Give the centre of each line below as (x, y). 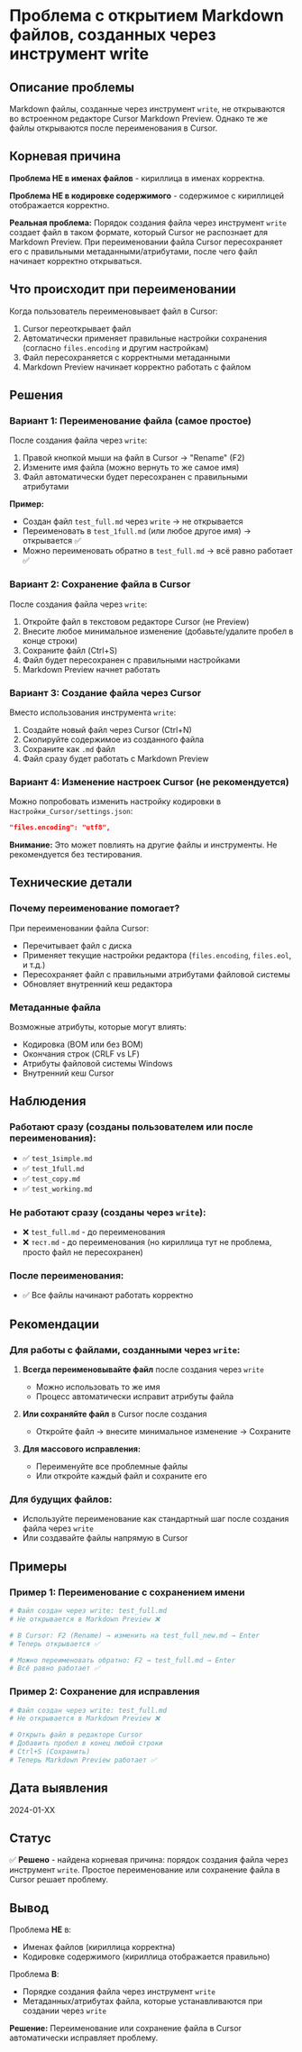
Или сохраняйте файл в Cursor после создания (114, 1414)
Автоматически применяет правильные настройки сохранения (145, 338)
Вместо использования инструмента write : (93, 712)
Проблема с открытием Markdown (146, 16)
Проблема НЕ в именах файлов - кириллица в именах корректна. (137, 178)
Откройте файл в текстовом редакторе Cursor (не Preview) (136, 621)
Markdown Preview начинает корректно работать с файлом (137, 367)
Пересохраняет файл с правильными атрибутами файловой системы (156, 974)
